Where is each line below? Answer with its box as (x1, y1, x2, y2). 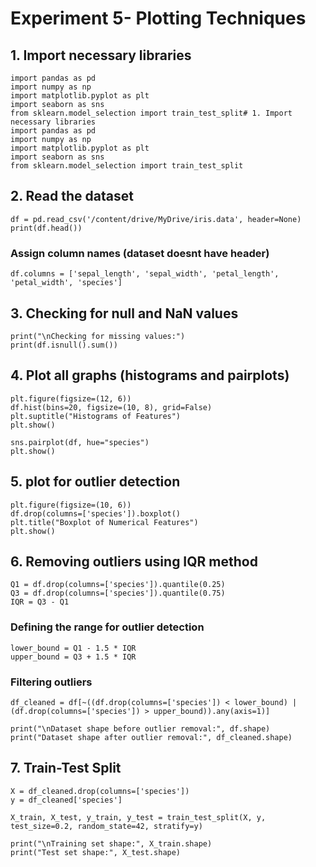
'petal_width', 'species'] (10, 278, 123, 288)
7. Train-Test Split (10, 760, 122, 777)
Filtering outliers (10, 675, 93, 689)
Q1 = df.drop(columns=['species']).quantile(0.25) (10, 580, 226, 590)
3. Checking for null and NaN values (10, 305, 239, 322)
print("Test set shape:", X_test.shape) (10, 847, 182, 857)
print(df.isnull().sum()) (10, 340, 118, 350)
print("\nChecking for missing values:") (10, 331, 186, 341)
